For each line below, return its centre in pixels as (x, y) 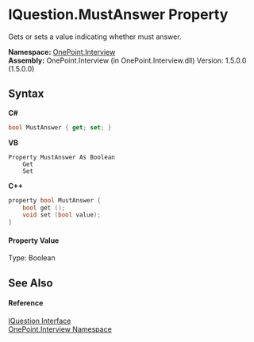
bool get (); (44, 208)
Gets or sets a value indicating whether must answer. (95, 37)
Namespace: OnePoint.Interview (62, 52)
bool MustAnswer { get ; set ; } (60, 127)
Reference (26, 303)
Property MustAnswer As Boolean (62, 157)
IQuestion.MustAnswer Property (118, 15)
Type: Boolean (32, 258)
